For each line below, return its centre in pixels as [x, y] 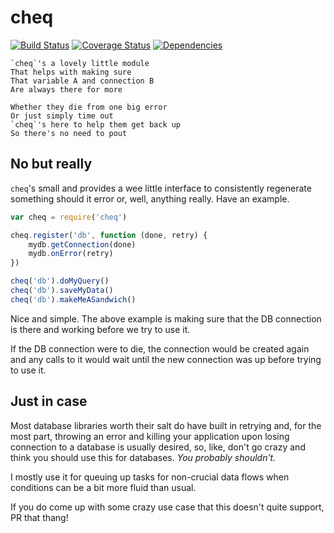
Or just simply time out [62, 116]
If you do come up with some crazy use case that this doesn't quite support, [167, 507]
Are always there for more [66, 89]
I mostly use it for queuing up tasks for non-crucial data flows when [150, 477]
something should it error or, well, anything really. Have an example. [150, 198]
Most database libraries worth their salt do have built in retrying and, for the [166, 425]
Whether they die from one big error [89, 107]
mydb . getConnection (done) [82, 244]
